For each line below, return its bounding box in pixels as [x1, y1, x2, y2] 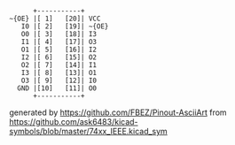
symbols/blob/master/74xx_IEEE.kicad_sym [9, 126, 168, 136]
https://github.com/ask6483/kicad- [9, 117, 139, 126]
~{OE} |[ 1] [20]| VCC [9, 14, 101, 23]
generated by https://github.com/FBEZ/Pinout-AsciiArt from [9, 107, 228, 118]
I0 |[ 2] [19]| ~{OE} [20, 22, 109, 31]
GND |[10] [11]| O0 [17, 84, 98, 93]
